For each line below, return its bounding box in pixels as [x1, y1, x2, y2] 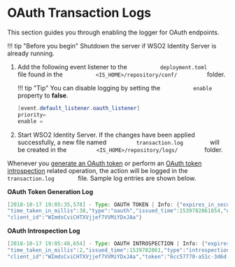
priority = [17, 111, 47, 118]
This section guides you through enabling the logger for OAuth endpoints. [7, 28, 220, 36]
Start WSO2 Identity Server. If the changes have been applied [17, 130, 195, 139]
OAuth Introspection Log [7, 226, 80, 235]
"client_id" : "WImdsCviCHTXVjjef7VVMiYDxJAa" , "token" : [7, 253, 168, 260]
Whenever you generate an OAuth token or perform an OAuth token [7, 159, 202, 167]
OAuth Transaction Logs [7, 5, 152, 21]
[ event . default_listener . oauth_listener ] [17, 104, 141, 111]
